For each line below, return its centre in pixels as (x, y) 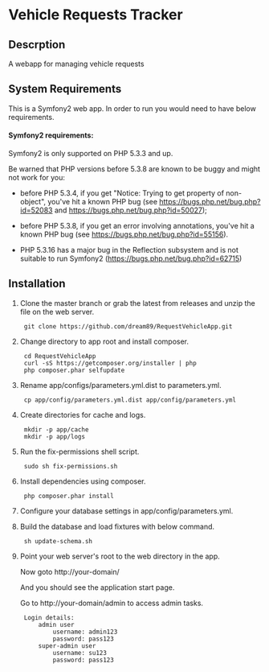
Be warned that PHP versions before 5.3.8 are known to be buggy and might (134, 169)
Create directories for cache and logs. (83, 414)
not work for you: (37, 178)
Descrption (37, 45)
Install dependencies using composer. (83, 481)
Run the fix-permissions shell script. (79, 451)
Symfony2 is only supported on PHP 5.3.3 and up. (91, 154)
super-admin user (67, 645)
